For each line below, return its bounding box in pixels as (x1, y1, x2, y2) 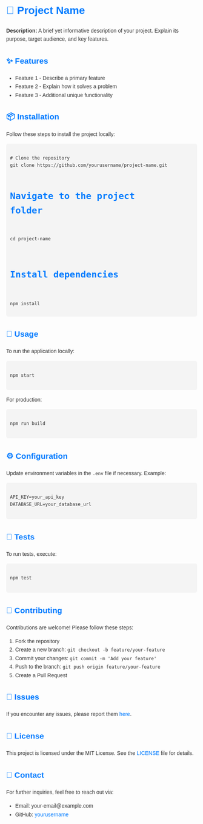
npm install (10, 300, 40, 306)
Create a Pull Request (15, 672, 67, 678)
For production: (6, 396, 42, 403)
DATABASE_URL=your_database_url (10, 501, 92, 508)
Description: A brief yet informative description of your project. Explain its (6, 27, 179, 34)
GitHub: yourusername (15, 811, 69, 818)
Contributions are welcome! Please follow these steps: (6, 624, 134, 631)
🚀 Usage (6, 329, 39, 339)
